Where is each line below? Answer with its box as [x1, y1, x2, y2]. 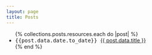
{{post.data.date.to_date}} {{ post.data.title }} [14, 37, 147, 44]
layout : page [6, 8, 39, 15]
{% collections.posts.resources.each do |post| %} [14, 30, 139, 37]
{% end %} [14, 43, 43, 50]
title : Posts [6, 14, 39, 20]
